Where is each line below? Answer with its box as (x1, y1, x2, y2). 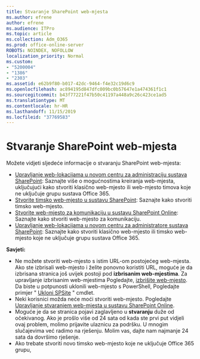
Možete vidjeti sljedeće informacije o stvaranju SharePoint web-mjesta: (6, 159, 181, 167)
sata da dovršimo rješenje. (14, 333, 81, 341)
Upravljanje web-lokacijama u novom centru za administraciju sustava (14, 171, 187, 178)
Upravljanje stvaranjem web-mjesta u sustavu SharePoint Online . (14, 302, 175, 309)
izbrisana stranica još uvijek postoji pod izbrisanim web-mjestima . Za (14, 270, 187, 277)
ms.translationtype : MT (6, 97, 66, 103)
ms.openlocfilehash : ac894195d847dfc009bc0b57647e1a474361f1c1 (6, 86, 167, 92)
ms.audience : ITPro (6, 25, 55, 32)
